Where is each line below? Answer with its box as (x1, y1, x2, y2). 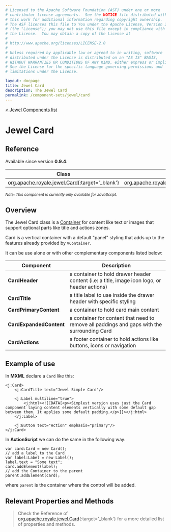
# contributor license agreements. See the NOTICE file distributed (5, 12, 156, 17)
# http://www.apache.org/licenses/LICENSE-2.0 (5, 41, 106, 46)
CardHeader (8, 277, 38, 284)
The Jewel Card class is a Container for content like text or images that (5, 219, 154, 225)
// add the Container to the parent (5, 469, 83, 474)
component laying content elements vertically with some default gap (5, 405, 156, 411)
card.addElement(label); (5, 464, 58, 469)
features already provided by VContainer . (5, 240, 92, 246)
